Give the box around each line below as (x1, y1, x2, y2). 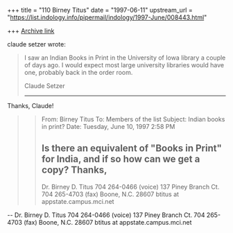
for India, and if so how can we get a (41, 153, 200, 165)
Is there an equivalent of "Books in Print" (41, 142, 222, 155)
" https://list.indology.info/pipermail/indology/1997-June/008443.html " (7, 13, 207, 21)
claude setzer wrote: (7, 40, 66, 48)
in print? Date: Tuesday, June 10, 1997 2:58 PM (41, 123, 175, 130)
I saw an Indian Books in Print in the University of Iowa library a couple (24, 53, 226, 62)
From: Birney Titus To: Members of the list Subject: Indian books (41, 115, 225, 123)
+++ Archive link (7, 27, 55, 35)
